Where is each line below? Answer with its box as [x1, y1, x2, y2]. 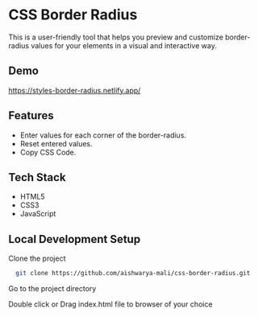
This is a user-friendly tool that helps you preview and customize [8, 32, 224, 42]
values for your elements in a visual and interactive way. [31, 40, 218, 50]
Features [8, 109, 54, 122]
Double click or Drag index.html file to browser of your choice [8, 299, 213, 309]
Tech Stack [8, 171, 66, 184]
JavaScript [19, 209, 56, 219]
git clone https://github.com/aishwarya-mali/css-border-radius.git [15, 270, 251, 278]
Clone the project [8, 253, 66, 263]
